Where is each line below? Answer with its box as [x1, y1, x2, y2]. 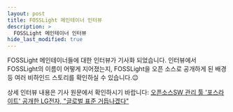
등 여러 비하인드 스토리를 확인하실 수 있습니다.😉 [7, 74, 139, 82]
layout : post [7, 10, 45, 17]
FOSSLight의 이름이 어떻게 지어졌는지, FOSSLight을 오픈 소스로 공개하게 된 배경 [7, 65, 227, 73]
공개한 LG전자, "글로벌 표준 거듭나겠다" [22, 97, 129, 105]
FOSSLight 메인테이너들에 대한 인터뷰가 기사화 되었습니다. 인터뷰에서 [7, 56, 197, 65]
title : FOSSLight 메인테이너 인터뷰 [7, 17, 103, 24]
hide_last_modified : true [7, 36, 83, 43]
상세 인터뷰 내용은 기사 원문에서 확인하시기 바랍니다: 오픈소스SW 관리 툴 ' [7, 88, 208, 97]
